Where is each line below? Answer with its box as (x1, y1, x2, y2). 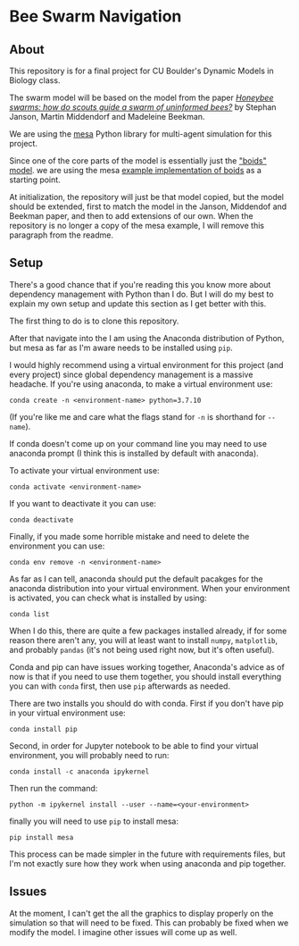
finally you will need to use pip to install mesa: (9, 816, 179, 826)
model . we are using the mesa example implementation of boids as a (9, 165, 262, 175)
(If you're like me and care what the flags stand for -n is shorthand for (9, 411, 266, 422)
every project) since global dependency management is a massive (9, 369, 253, 380)
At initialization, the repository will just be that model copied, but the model (9, 192, 284, 202)
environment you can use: (9, 540, 105, 551)
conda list (9, 609, 50, 618)
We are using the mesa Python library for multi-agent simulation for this (9, 129, 272, 139)
